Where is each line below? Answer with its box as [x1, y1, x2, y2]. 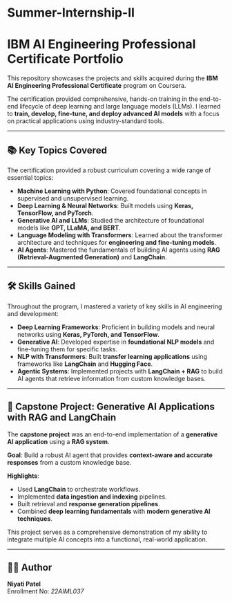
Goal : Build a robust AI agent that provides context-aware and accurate [7, 451, 213, 459]
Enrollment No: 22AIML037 [7, 587, 84, 595]
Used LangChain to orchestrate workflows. [17, 485, 141, 493]
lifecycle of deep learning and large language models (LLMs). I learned [19, 102, 221, 111]
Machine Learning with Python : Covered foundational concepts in [17, 187, 207, 195]
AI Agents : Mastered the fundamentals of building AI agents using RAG [17, 246, 220, 254]
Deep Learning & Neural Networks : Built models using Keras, [17, 201, 193, 210]
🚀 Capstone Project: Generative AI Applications [7, 401, 215, 413]
